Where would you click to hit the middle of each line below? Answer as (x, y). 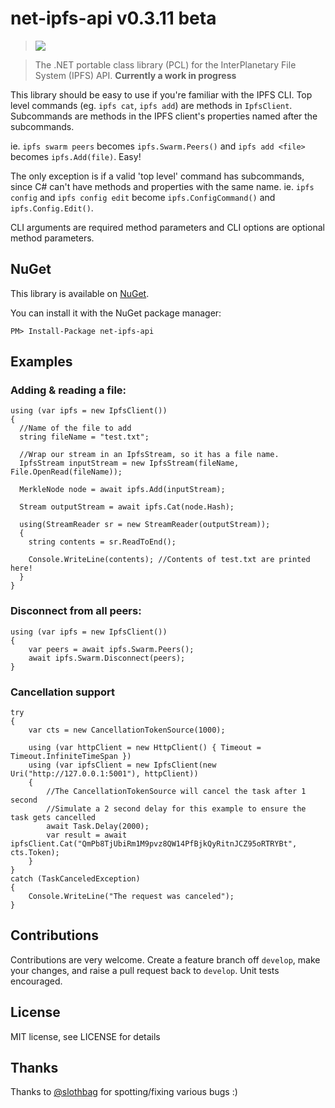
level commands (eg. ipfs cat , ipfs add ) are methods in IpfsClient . (151, 105)
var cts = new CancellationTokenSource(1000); (127, 730)
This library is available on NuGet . (80, 293)
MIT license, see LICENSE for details (85, 1036)
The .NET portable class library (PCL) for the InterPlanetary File (165, 64)
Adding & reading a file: (68, 390)
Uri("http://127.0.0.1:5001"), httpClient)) (104, 774)
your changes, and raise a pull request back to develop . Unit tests (145, 970)
